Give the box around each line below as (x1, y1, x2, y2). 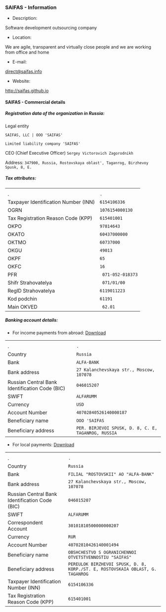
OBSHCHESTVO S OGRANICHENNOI (68, 550, 137, 555)
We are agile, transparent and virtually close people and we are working (5, 44, 152, 50)
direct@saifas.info (5, 68, 42, 74)
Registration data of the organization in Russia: (5, 111, 105, 117)
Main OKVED (7, 303, 38, 310)
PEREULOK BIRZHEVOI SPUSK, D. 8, (68, 561, 147, 567)
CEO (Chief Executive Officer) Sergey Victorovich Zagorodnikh (5, 150, 133, 156)
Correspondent (7, 519, 43, 526)
